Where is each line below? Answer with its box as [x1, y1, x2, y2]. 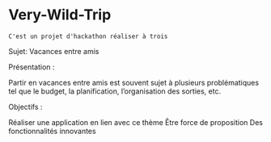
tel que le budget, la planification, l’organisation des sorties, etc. [8, 86, 221, 96]
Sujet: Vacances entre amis [8, 46, 100, 56]
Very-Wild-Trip [8, 6, 112, 24]
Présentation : [8, 62, 55, 72]
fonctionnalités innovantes [8, 126, 96, 136]
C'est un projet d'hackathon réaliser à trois [8, 32, 168, 40]
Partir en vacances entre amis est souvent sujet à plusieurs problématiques [8, 77, 260, 87]
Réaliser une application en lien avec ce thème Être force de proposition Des [8, 117, 263, 127]
